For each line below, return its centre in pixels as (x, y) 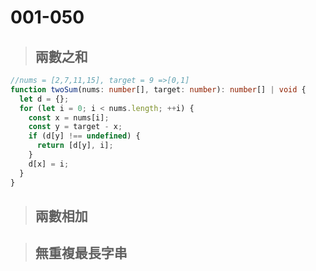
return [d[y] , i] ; (75, 146)
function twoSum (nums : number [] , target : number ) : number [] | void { (158, 89)
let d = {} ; (44, 99)
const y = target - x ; (75, 127)
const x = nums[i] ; (69, 117)
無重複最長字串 (81, 253)
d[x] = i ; (49, 164)
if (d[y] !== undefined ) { (84, 136)
